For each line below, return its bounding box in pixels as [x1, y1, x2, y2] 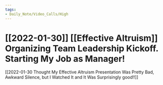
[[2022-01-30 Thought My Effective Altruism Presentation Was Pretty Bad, [5, 69, 154, 75]
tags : [5, 7, 16, 12]
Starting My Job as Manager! [5, 53, 126, 64]
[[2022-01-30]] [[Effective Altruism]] [5, 33, 158, 44]
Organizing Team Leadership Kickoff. [5, 43, 159, 54]
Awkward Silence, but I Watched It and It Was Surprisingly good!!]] [5, 74, 139, 80]
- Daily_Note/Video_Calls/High [5, 12, 69, 17]
